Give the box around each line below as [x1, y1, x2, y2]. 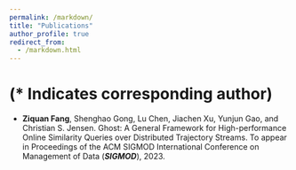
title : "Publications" [9, 21, 93, 30]
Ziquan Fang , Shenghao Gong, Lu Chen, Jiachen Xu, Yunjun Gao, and [21, 113, 279, 124]
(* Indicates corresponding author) [9, 84, 273, 104]
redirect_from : [9, 37, 66, 47]
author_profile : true [9, 29, 90, 38]
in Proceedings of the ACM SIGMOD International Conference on [21, 142, 260, 152]
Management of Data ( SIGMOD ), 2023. [21, 151, 166, 162]
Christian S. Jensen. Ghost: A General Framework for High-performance [21, 123, 287, 134]
